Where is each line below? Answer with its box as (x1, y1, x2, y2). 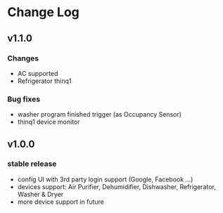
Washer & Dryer (17, 190, 64, 198)
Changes (7, 53, 39, 63)
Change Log (7, 4, 79, 20)
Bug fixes (7, 94, 41, 104)
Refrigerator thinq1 (17, 77, 72, 85)
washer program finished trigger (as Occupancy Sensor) (17, 110, 181, 119)
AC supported (17, 69, 58, 77)
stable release (7, 159, 57, 169)
